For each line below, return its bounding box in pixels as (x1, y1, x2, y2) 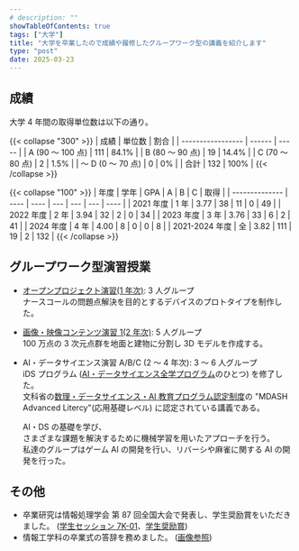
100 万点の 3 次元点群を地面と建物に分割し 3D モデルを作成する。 (22, 337, 268, 348)
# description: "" (9, 13, 78, 23)
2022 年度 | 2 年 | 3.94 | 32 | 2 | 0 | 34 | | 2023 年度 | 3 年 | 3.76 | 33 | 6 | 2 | (9, 209, 291, 220)
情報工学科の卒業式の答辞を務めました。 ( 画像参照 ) (22, 532, 213, 543)
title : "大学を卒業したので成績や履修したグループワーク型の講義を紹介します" (9, 38, 267, 48)
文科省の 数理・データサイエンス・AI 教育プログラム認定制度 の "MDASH (22, 390, 288, 401)
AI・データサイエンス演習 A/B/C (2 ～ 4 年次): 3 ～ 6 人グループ (22, 357, 258, 368)
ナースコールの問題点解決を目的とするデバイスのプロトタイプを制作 (22, 296, 275, 307)
